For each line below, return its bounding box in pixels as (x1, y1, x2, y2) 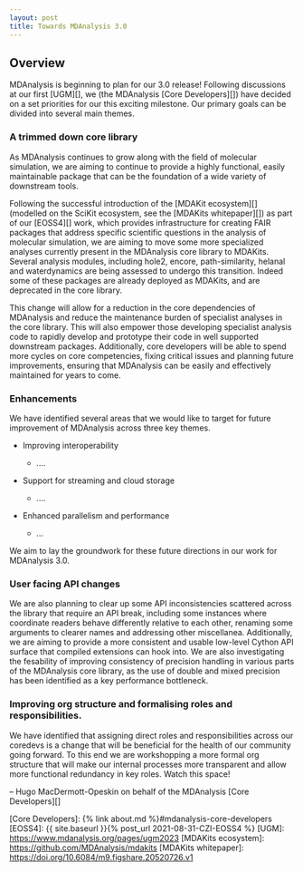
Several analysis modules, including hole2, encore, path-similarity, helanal (9, 256, 286, 266)
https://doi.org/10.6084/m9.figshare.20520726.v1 (9, 851, 194, 862)
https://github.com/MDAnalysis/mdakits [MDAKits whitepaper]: (9, 842, 244, 853)
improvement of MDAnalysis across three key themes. (9, 422, 211, 433)
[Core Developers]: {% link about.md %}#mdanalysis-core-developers (9, 813, 273, 824)
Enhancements (9, 392, 78, 404)
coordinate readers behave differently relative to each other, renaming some (9, 617, 294, 628)
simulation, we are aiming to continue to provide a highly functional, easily (9, 160, 286, 172)
